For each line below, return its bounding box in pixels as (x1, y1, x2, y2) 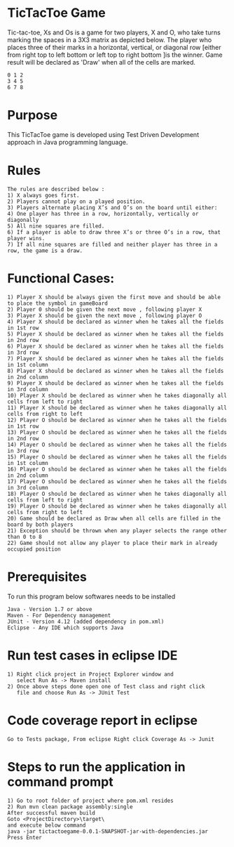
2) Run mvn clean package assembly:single (7, 803, 133, 810)
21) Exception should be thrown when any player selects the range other (7, 527, 228, 534)
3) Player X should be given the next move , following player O (7, 312, 202, 319)
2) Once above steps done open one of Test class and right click (7, 683, 205, 690)
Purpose (7, 107, 58, 124)
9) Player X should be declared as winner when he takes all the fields (7, 379, 224, 387)
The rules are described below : (7, 185, 105, 192)
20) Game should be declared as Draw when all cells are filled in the (7, 515, 221, 522)
